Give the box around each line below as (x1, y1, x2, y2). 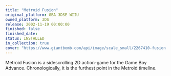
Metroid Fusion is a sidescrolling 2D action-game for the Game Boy (5, 59, 147, 65)
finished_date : (5, 31, 38, 36)
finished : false (5, 27, 40, 32)
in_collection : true (5, 41, 50, 46)
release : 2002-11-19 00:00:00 (5, 21, 70, 27)
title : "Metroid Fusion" (5, 7, 58, 13)
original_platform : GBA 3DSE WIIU (5, 12, 79, 17)
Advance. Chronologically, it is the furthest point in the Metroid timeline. (5, 65, 157, 71)
